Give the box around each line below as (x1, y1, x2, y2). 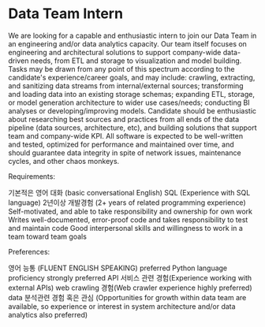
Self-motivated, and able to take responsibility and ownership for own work (8, 206, 252, 216)
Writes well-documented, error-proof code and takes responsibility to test (8, 214, 248, 225)
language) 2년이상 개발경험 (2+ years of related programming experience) (8, 198, 246, 207)
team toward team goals (8, 232, 87, 241)
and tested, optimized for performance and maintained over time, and (8, 139, 234, 149)
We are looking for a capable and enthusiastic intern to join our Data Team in (8, 31, 257, 40)
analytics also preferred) (8, 310, 88, 319)
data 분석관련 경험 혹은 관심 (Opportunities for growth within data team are (8, 292, 247, 302)
